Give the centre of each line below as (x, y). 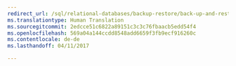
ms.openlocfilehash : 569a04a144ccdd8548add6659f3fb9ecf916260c (102, 33)
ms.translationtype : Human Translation (66, 20)
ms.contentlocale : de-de (44, 40)
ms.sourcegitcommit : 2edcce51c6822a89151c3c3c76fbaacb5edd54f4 (102, 26)
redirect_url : (28, 14)
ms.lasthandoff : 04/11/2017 (48, 46)
